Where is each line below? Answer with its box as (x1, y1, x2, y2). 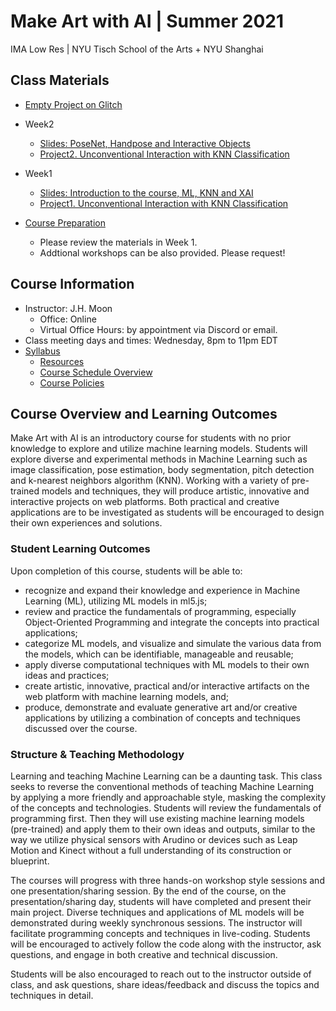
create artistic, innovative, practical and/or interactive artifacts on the (24, 680, 310, 692)
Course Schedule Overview (39, 366, 153, 378)
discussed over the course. (24, 722, 138, 734)
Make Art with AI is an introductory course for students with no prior (10, 432, 292, 444)
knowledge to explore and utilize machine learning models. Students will (10, 443, 308, 455)
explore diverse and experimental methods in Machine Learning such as (10, 453, 308, 465)
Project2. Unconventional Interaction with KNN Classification (39, 148, 290, 160)
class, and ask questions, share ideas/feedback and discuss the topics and (10, 978, 320, 990)
